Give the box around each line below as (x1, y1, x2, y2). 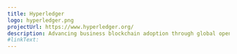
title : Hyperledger (7, 10, 65, 18)
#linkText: (7, 36, 39, 43)
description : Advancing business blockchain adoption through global (7, 29, 217, 37)
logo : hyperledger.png (7, 17, 74, 24)
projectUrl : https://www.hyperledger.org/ (7, 23, 134, 30)
